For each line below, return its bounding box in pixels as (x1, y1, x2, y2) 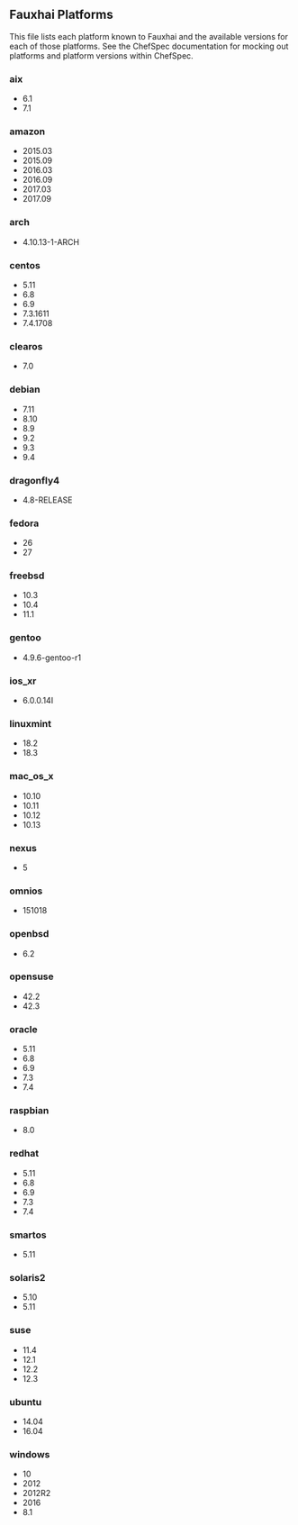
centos (9, 259, 41, 271)
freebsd (9, 569, 45, 582)
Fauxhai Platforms (9, 7, 114, 23)
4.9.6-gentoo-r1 (22, 652, 82, 663)
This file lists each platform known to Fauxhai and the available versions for (9, 31, 288, 41)
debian (9, 383, 41, 395)
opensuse (9, 970, 54, 983)
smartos (9, 1229, 47, 1241)
